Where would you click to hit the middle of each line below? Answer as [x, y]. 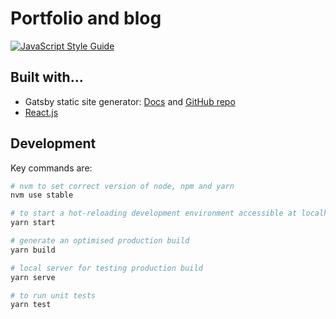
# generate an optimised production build [100, 241]
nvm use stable [42, 195]
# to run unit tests [53, 295]
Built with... [47, 77]
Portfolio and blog [86, 18]
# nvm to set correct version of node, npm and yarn [122, 186]
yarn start [33, 223]
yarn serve [33, 277]
